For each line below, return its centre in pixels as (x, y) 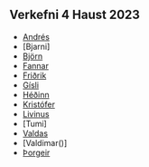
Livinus (36, 113)
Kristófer (39, 104)
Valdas (35, 133)
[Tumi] (34, 123)
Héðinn (36, 94)
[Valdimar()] (45, 142)
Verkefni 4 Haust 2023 (74, 15)
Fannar (36, 65)
